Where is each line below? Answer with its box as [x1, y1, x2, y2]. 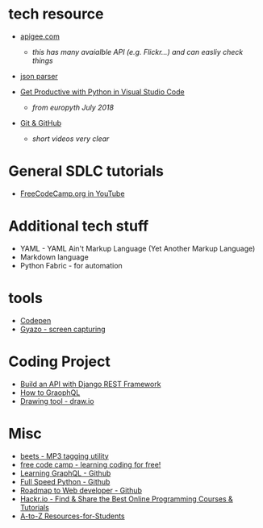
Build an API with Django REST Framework [19, 379, 161, 389]
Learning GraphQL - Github [19, 468, 111, 478]
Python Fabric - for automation [19, 260, 123, 270]
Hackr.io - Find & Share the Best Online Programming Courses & [19, 493, 234, 504]
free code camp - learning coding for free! [19, 459, 161, 469]
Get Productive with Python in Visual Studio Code [19, 86, 185, 97]
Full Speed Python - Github [19, 476, 111, 486]
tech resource [8, 5, 104, 23]
